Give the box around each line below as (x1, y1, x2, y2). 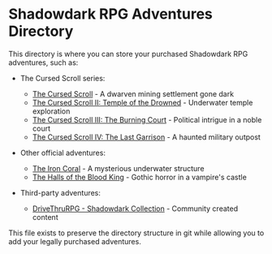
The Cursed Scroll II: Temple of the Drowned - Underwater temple (32, 97, 253, 107)
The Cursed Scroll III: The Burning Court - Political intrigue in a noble (32, 114, 262, 124)
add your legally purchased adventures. (8, 236, 142, 246)
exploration (32, 106, 71, 116)
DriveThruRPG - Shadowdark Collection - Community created (32, 204, 238, 213)
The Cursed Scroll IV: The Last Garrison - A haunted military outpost (32, 131, 261, 142)
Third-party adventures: (19, 187, 101, 197)
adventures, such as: (8, 58, 79, 67)
